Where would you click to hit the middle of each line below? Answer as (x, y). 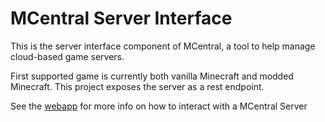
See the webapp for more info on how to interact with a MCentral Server (159, 106)
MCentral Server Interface (121, 18)
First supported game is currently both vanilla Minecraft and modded (152, 76)
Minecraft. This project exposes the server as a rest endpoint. (137, 86)
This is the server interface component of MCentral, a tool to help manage (163, 46)
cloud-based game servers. (67, 56)
